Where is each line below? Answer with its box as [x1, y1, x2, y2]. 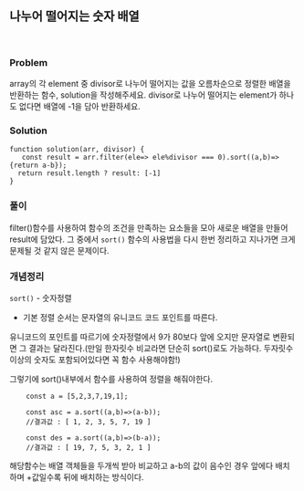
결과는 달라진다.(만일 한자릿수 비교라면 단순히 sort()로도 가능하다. [28, 343, 262, 353]
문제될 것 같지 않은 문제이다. [9, 245, 110, 256]
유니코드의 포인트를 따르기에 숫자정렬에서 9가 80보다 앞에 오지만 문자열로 [9, 331, 271, 342]
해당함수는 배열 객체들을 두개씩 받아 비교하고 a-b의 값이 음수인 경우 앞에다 [9, 460, 274, 471]
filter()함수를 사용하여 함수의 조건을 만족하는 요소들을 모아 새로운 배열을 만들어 [9, 222, 288, 233]
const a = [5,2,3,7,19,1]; [26, 392, 129, 401]
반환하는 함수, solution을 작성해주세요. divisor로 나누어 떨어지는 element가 [9, 89, 278, 100]
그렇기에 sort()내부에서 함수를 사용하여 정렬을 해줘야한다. [9, 373, 214, 384]
